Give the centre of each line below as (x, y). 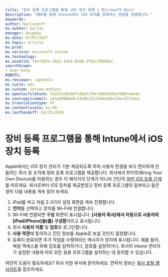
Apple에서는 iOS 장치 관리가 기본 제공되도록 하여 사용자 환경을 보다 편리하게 (80, 166)
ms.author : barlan (24, 29)
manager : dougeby (23, 33)
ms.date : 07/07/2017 (27, 38)
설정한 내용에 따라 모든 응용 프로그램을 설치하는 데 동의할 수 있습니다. (85, 252)
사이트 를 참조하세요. (25, 269)
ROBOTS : (13, 75)
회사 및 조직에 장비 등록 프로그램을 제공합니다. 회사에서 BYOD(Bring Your (90, 172)
